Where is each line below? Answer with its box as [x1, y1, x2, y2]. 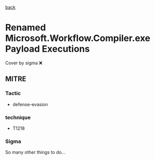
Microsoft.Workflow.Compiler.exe [5, 33, 150, 44]
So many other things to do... [5, 149, 66, 155]
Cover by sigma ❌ [5, 60, 43, 66]
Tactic [5, 90, 21, 97]
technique [5, 114, 31, 121]
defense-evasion [12, 101, 48, 107]
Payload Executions [5, 43, 90, 55]
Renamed [5, 22, 46, 33]
